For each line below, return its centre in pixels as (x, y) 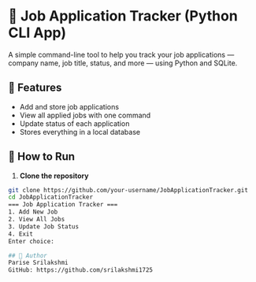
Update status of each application (74, 123)
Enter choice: (32, 241)
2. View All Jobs (37, 220)
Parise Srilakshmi (38, 263)
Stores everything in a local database (80, 132)
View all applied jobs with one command (85, 115)
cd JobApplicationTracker (50, 197)
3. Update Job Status (44, 226)
